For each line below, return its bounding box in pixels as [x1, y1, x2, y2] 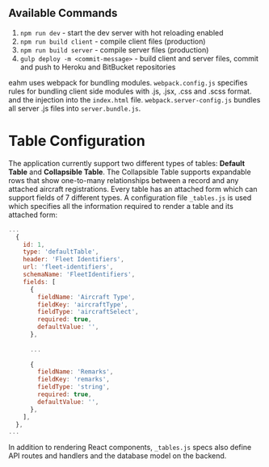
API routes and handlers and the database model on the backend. [8, 451, 227, 461]
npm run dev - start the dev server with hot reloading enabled [19, 27, 224, 37]
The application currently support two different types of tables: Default [8, 158, 245, 168]
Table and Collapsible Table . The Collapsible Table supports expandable [8, 167, 252, 177]
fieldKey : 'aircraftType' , [37, 300, 128, 309]
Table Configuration [8, 132, 145, 150]
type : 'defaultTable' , [23, 248, 99, 256]
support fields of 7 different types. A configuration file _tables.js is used [8, 193, 252, 202]
